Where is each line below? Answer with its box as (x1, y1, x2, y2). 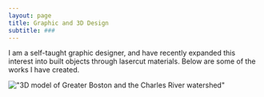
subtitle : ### (8, 26, 56, 34)
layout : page (8, 11, 52, 20)
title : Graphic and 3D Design (8, 19, 110, 27)
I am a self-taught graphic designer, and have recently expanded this (8, 48, 236, 58)
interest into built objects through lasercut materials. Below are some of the (8, 56, 256, 66)
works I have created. (8, 65, 80, 75)
